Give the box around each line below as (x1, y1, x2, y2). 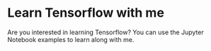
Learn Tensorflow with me (7, 5, 165, 21)
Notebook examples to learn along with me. (7, 35, 135, 43)
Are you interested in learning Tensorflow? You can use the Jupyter (7, 28, 204, 36)
